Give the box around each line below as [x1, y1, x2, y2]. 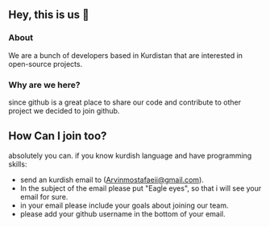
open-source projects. [8, 59, 83, 68]
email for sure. [19, 192, 69, 201]
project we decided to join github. [8, 105, 120, 115]
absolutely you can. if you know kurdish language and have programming [8, 151, 252, 160]
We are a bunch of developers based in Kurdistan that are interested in [8, 50, 243, 60]
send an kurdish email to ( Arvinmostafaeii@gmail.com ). [19, 175, 204, 184]
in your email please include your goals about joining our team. [19, 200, 229, 210]
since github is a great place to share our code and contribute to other [8, 97, 242, 107]
